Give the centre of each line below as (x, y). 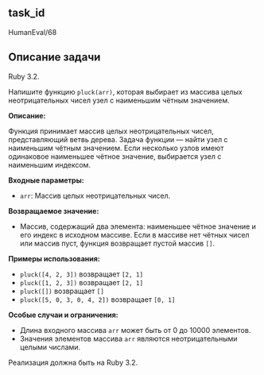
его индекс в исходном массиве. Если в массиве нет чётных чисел (134, 234)
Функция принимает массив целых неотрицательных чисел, (111, 131)
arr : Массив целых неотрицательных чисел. (95, 195)
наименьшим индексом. (50, 164)
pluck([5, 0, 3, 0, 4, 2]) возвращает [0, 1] (97, 299)
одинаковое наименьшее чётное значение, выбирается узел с (115, 156)
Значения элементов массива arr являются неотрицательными (128, 338)
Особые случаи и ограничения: (64, 315)
